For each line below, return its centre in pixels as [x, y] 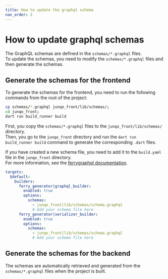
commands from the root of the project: [46, 98]
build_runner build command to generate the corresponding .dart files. [81, 142]
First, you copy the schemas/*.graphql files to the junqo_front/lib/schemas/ [84, 126]
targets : [14, 172]
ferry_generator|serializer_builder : [58, 214]
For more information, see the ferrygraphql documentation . [66, 163]
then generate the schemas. [35, 64]
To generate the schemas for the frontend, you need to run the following [80, 92]
